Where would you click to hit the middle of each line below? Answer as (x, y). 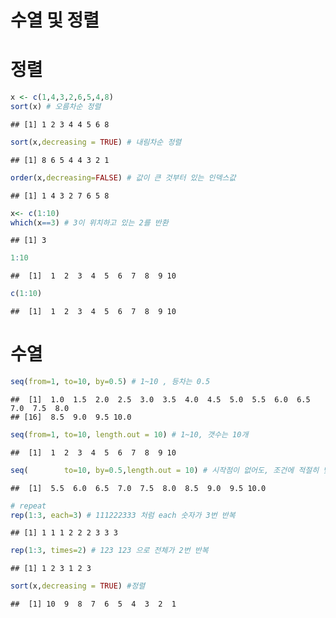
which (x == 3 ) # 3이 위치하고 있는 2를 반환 (89, 222)
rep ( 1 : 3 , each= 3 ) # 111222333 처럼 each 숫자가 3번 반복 (123, 515)
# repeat (28, 506)
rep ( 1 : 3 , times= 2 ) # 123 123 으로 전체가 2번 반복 (109, 551)
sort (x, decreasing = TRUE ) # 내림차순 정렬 (96, 142)
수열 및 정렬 (55, 20)
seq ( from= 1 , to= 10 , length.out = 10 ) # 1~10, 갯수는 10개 (129, 434)
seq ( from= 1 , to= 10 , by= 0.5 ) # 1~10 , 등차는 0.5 (110, 382)
